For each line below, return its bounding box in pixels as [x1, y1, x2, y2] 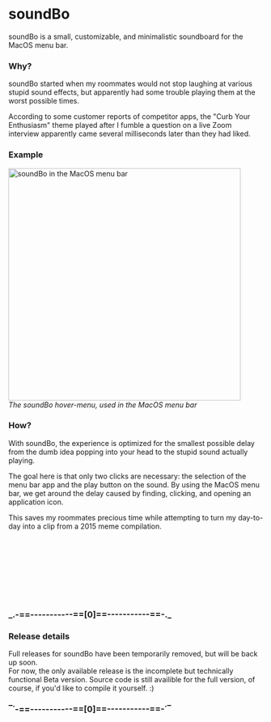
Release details [8, 631, 70, 642]
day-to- [238, 512, 264, 522]
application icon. [8, 497, 64, 507]
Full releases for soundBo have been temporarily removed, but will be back [8, 649, 258, 659]
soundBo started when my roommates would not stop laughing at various [8, 79, 253, 89]
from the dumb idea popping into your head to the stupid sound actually [8, 447, 248, 457]
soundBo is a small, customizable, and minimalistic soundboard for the [8, 32, 244, 41]
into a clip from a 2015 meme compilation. [23, 521, 162, 531]
